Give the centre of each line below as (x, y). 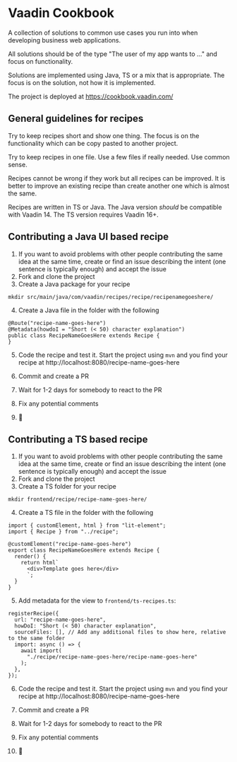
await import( (41, 651)
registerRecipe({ (34, 614)
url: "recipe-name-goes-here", (60, 620)
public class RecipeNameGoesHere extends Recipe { (84, 335)
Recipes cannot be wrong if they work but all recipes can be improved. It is (117, 178)
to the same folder (37, 639)
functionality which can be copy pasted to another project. (93, 143)
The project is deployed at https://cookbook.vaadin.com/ (91, 96)
